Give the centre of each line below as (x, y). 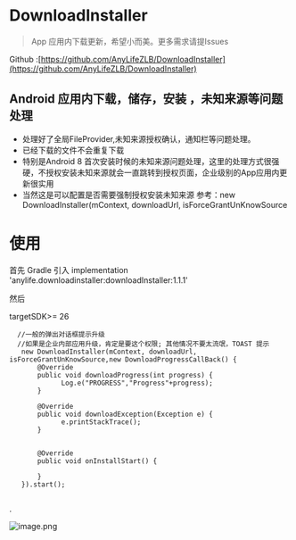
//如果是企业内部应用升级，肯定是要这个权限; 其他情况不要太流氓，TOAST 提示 (144, 344)
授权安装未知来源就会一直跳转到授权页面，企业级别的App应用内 (163, 172)
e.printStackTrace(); (101, 422)
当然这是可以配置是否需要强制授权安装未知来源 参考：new (129, 195)
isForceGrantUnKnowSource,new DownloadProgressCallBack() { (123, 359)
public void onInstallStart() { (97, 461)
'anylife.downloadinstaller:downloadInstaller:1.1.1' (99, 280)
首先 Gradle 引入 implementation (69, 270)
